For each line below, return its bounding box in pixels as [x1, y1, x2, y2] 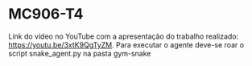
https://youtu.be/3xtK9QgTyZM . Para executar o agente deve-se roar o [8, 39, 244, 49]
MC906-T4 [8, 5, 84, 23]
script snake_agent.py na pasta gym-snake [8, 48, 151, 58]
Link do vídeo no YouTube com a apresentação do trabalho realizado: [8, 31, 239, 41]
